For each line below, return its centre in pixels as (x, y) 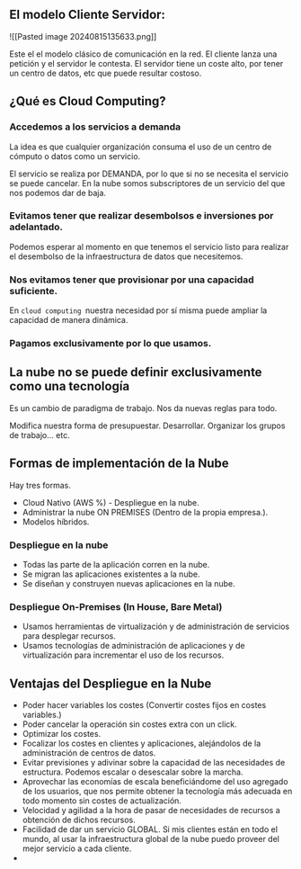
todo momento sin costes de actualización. (102, 801)
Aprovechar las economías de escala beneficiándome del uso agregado (155, 782)
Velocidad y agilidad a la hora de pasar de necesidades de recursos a (151, 811)
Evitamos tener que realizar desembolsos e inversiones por (142, 216)
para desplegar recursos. (69, 636)
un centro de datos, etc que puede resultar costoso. (106, 73)
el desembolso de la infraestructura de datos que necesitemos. (126, 256)
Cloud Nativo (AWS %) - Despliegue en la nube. (111, 502)
